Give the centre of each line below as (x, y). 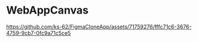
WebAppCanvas (47, 10)
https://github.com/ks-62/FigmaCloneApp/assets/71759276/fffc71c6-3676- (99, 27)
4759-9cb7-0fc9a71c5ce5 (39, 33)
